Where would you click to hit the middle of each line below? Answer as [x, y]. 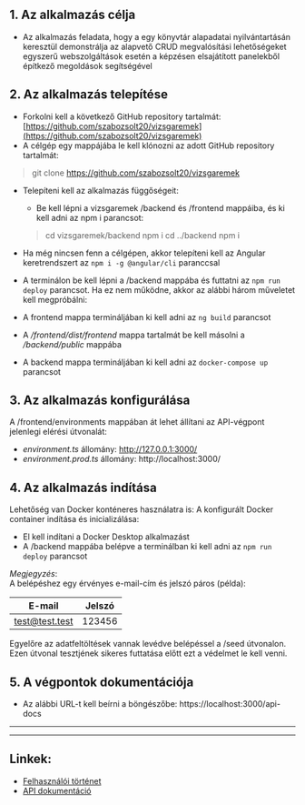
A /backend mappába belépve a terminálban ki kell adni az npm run [147, 547]
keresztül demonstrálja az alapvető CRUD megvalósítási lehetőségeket [155, 46]
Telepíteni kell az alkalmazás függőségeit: [100, 190]
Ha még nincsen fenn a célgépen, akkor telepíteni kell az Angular [144, 253]
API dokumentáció [57, 790]
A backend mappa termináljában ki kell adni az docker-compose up [145, 362]
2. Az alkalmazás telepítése [89, 95]
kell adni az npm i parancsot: [90, 217]
